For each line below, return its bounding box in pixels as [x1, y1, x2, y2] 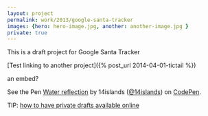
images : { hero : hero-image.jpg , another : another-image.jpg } [7, 23, 189, 30]
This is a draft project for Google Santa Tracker [7, 48, 140, 56]
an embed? [7, 75, 39, 83]
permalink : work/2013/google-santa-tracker [7, 16, 134, 23]
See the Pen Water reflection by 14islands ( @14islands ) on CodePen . [7, 88, 201, 96]
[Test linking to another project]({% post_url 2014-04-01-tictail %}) [7, 61, 196, 69]
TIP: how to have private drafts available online [7, 101, 139, 110]
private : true [7, 29, 48, 36]
